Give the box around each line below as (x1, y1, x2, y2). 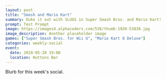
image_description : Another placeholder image (5, 31, 107, 36)
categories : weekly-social (5, 41, 63, 46)
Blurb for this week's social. (5, 69, 64, 75)
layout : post (5, 7, 33, 13)
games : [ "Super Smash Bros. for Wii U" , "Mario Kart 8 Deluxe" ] (5, 36, 146, 41)
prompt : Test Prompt (5, 21, 50, 27)
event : (5, 45, 19, 50)
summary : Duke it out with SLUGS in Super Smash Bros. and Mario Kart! (5, 17, 161, 22)
